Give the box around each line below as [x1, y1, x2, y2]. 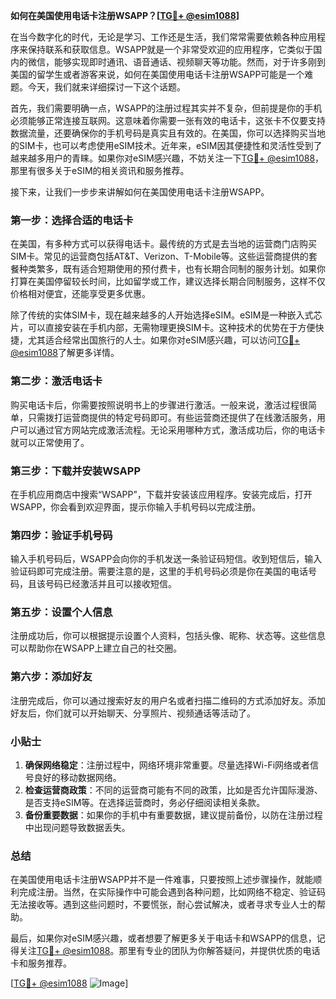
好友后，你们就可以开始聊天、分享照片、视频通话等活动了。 [10, 707, 256, 719]
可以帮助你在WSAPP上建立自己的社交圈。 [10, 642, 183, 654]
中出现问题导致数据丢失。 [24, 822, 131, 834]
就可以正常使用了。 [10, 436, 90, 448]
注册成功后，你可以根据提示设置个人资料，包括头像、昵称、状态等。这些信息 [10, 630, 326, 642]
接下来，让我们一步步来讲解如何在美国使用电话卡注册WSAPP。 [10, 186, 270, 198]
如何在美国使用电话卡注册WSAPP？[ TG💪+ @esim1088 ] [10, 10, 240, 21]
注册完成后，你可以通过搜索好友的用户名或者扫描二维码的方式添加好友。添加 [10, 694, 326, 706]
